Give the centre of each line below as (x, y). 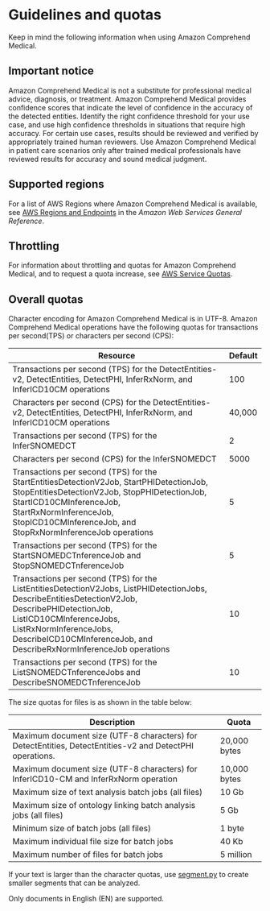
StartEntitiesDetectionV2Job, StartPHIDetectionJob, (110, 482)
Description (112, 723)
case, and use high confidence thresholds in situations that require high (127, 124)
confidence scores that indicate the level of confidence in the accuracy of (131, 107)
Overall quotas (46, 299)
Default (243, 356)
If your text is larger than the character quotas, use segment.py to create (129, 875)
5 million (236, 855)
